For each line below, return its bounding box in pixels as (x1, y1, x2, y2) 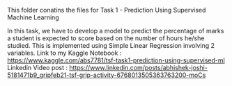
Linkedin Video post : (7, 64, 68, 71)
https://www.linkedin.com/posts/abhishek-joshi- (69, 64, 208, 71)
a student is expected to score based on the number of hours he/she (7, 34, 205, 42)
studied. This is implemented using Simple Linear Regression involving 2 (7, 42, 215, 49)
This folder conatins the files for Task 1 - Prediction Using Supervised (7, 6, 206, 14)
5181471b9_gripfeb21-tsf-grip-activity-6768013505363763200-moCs (7, 71, 206, 79)
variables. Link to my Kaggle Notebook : (7, 49, 122, 57)
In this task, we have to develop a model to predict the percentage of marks (7, 27, 224, 35)
